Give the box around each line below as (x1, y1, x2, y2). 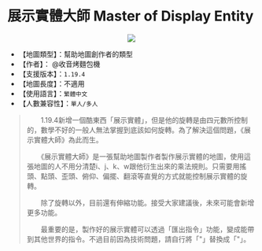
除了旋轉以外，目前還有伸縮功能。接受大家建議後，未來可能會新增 (40, 197, 255, 207)
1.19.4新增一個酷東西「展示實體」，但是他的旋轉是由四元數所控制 (40, 115, 249, 124)
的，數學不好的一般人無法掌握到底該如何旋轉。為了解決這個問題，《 (26, 125, 245, 135)
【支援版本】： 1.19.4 (18, 68, 86, 79)
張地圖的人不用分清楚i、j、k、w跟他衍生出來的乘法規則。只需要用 (26, 161, 240, 171)
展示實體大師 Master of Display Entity (7, 7, 254, 25)
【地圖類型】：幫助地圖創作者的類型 (18, 49, 133, 59)
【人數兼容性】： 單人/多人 (18, 98, 98, 108)
